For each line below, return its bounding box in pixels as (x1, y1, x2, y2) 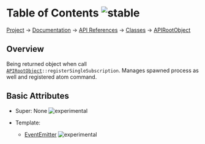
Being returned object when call (6, 60, 87, 67)
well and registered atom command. (6, 73, 97, 81)
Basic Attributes (6, 91, 69, 101)
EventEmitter (24, 131, 57, 138)
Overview (6, 44, 45, 54)
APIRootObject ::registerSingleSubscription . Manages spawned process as (6, 67, 199, 74)
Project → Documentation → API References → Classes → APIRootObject (6, 26, 191, 34)
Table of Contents (6, 6, 99, 20)
